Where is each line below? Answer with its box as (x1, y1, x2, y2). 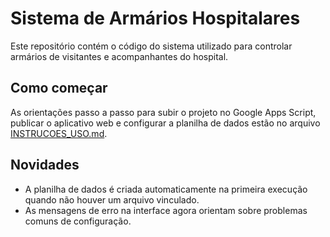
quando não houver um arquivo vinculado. (24, 193, 200, 206)
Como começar (10, 80, 108, 97)
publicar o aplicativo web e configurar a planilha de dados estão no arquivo (10, 117, 321, 129)
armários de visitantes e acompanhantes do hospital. (10, 50, 229, 62)
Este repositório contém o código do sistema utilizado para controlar (10, 40, 293, 52)
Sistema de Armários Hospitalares (10, 7, 301, 30)
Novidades (10, 157, 80, 174)
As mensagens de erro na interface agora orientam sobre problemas (24, 204, 308, 216)
